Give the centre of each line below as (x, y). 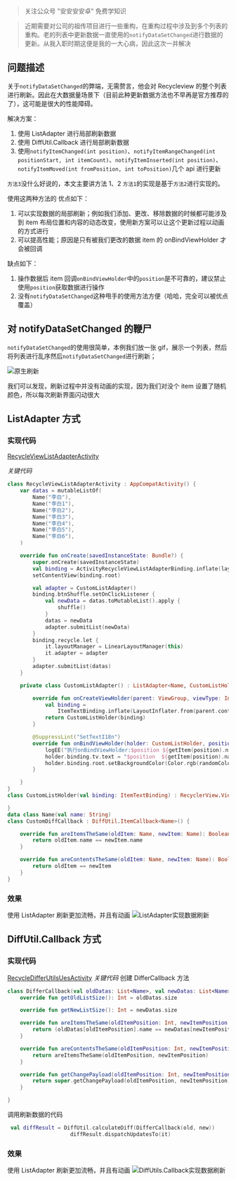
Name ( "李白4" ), (54, 523)
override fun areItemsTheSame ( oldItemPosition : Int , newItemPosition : (125, 1023)
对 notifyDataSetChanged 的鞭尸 (80, 329)
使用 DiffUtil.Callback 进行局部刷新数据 (73, 142)
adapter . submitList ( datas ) (72, 667)
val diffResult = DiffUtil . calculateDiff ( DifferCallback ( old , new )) (113, 1128)
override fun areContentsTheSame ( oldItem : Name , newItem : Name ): (118, 860)
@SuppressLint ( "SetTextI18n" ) (77, 737)
